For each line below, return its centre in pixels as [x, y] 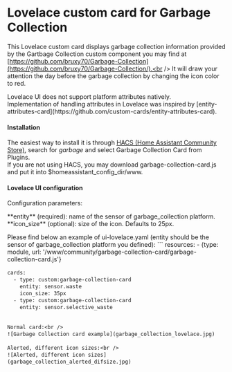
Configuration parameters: [45, 203]
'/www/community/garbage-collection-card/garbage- [120, 252]
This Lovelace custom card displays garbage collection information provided [117, 46]
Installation [24, 127]
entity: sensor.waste [51, 287]
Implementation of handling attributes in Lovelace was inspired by [101, 104]
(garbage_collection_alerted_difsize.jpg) [69, 362]
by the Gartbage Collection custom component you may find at [97, 54]
